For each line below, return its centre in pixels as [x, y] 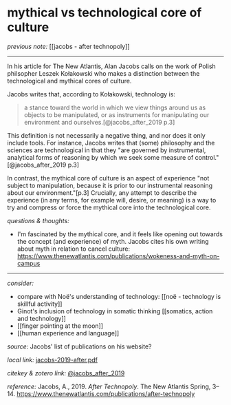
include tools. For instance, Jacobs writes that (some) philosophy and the [111, 143]
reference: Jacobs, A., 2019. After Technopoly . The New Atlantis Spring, [109, 386]
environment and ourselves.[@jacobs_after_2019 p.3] [99, 122]
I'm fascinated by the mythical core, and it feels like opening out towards [120, 234]
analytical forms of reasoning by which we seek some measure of [100, 157]
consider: [21, 283]
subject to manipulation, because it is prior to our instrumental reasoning [110, 185]
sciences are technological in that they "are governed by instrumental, [107, 150]
